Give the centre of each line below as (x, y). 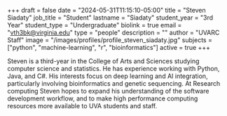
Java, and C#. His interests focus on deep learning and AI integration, (108, 76)
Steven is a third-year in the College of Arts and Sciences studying (103, 61)
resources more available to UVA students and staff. (82, 106)
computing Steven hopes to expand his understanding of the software (108, 91)
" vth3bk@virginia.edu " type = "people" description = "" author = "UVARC (113, 32)
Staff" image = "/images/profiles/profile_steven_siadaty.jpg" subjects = (110, 40)
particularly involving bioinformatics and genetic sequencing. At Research (114, 83)
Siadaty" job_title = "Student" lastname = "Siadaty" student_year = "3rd (110, 18)
